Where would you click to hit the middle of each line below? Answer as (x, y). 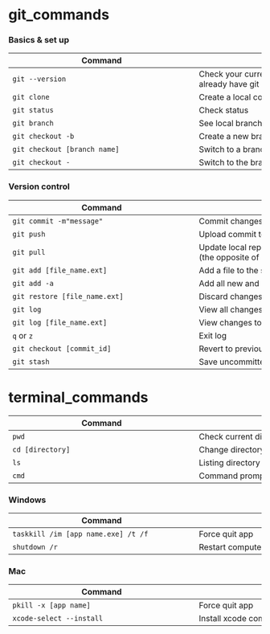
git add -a (33, 283)
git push (29, 234)
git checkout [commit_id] (62, 348)
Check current (226, 436)
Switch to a (220, 149)
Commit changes (231, 221)
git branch (33, 123)
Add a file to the (229, 270)
